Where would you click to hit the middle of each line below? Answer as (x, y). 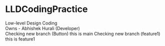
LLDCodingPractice (47, 9)
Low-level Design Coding (31, 23)
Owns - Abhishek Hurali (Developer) (43, 28)
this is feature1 (20, 39)
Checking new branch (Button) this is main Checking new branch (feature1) (83, 33)
